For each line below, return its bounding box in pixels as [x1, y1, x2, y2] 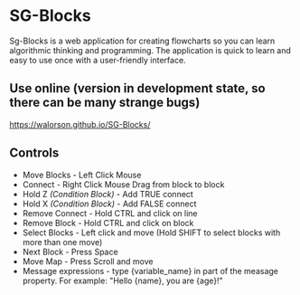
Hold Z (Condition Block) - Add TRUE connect [22, 188, 194, 199]
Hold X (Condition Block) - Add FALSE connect [22, 198, 197, 209]
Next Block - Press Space [22, 246, 119, 257]
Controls [9, 146, 60, 161]
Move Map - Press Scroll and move [22, 255, 154, 267]
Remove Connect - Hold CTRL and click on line [22, 207, 198, 218]
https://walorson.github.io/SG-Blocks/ [9, 119, 151, 129]
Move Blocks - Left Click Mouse [22, 169, 142, 180]
